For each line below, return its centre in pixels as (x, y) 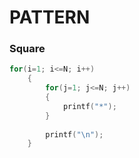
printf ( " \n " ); (74, 134)
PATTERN (50, 17)
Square (27, 49)
